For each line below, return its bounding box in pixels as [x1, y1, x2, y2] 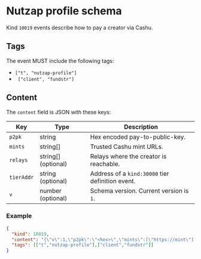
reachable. [90, 160, 120, 168]
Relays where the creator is [90, 152, 167, 160]
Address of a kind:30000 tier [90, 169, 169, 178]
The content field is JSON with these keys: [6, 108, 111, 115]
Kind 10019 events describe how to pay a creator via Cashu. [6, 24, 153, 31]
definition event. [90, 176, 136, 185]
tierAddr [9, 173, 34, 181]
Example [6, 212, 32, 220]
